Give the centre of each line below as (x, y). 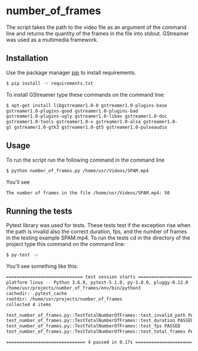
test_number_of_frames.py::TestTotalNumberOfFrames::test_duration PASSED (100, 321)
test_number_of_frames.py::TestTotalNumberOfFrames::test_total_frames (96, 332)
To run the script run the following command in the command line (85, 160)
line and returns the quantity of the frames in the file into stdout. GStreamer (98, 33)
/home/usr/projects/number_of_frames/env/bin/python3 (74, 288)
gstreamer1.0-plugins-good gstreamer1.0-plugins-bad (72, 111)
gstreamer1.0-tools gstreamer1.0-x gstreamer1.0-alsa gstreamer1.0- (92, 122)
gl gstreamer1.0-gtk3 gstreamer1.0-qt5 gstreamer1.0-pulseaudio (87, 127)
